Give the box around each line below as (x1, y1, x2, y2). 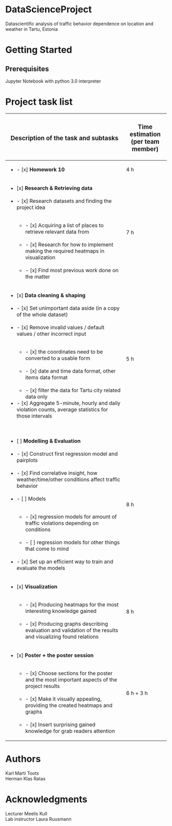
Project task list (5, 96, 73, 108)
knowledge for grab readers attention (25, 727, 115, 735)
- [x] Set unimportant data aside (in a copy (16, 304, 120, 312)
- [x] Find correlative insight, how (16, 469, 98, 476)
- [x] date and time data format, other (25, 367, 116, 374)
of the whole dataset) (16, 311, 68, 318)
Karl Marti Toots (5, 770, 39, 776)
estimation (130, 130, 161, 139)
